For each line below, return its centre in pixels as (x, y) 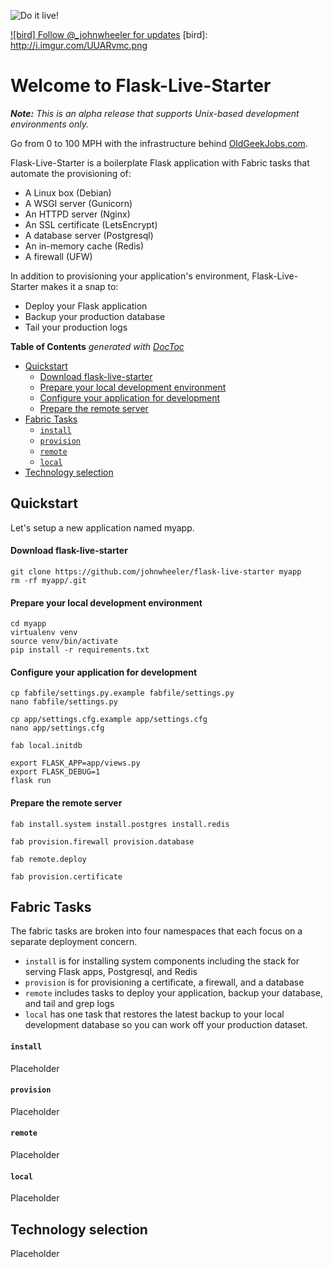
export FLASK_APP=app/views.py (75, 763)
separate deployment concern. (74, 942)
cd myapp (28, 624)
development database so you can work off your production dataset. (166, 1025)
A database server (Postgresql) (89, 235)
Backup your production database (95, 316)
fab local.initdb (46, 746)
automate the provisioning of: (71, 173)
